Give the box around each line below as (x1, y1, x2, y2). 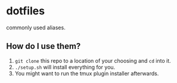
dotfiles (6, 4, 45, 18)
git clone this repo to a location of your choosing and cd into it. (14, 57, 171, 64)
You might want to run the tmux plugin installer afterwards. (14, 70, 159, 77)
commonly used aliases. (6, 24, 66, 31)
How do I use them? (6, 41, 81, 51)
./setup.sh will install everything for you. (14, 63, 116, 70)
